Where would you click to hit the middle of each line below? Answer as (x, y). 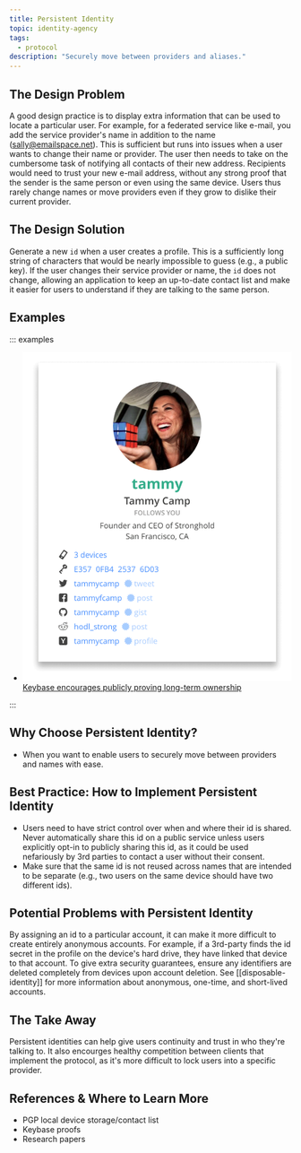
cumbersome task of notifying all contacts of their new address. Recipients (148, 163)
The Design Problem (67, 94)
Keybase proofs (52, 1130)
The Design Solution (67, 230)
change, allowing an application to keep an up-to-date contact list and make (150, 280)
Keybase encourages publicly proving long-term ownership (132, 688)
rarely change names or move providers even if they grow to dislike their (143, 192)
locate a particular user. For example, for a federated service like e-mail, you (150, 125)
